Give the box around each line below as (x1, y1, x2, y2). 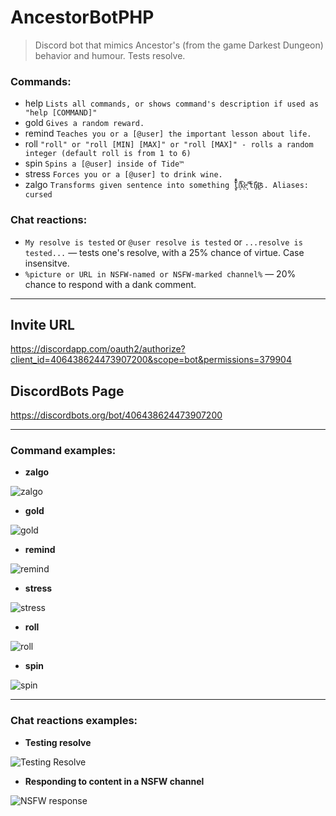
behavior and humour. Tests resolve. (34, 49, 186, 61)
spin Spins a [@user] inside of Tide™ (24, 157, 185, 170)
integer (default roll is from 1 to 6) (24, 149, 192, 159)
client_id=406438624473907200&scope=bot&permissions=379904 (10, 354, 292, 366)
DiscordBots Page (10, 382, 125, 400)
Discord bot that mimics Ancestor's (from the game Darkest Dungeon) (34, 39, 324, 51)
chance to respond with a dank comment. (24, 278, 197, 290)
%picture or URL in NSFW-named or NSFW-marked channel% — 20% (24, 267, 297, 280)
